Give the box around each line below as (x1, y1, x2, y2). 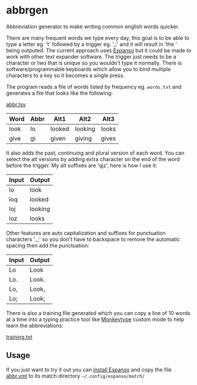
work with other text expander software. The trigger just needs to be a (6, 53, 176, 60)
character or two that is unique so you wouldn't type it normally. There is (6, 59, 182, 66)
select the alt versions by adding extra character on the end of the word (6, 155, 181, 162)
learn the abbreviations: (6, 322, 64, 329)
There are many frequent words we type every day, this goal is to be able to (6, 34, 190, 41)
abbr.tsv (6, 101, 26, 108)
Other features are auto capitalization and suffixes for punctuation (6, 229, 166, 236)
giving (75, 134, 92, 142)
